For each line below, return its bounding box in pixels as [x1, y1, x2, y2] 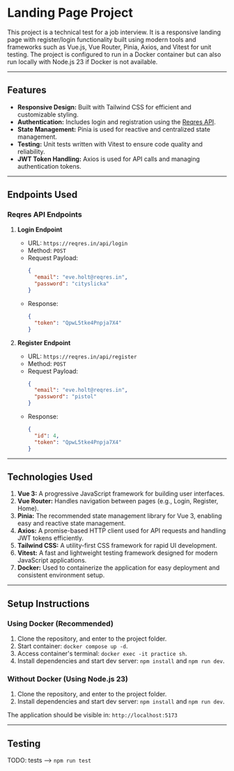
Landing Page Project [7, 5, 134, 21]
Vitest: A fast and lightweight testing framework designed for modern [17, 549, 218, 557]
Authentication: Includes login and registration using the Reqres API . [17, 117, 216, 126]
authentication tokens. [17, 162, 81, 170]
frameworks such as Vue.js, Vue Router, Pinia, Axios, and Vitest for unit [7, 43, 212, 51]
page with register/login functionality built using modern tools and [7, 35, 196, 43]
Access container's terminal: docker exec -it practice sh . [17, 650, 187, 658]
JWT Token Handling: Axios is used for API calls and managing [17, 155, 201, 163]
